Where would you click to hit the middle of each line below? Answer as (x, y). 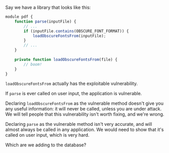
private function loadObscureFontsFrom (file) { (66, 59)
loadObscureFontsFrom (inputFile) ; (69, 36)
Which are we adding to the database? (46, 145)
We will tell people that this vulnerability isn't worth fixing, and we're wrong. (85, 114)
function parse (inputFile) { (45, 21)
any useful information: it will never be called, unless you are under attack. (83, 109)
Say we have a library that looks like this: (48, 7)
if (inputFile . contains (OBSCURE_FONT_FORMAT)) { (76, 31)
